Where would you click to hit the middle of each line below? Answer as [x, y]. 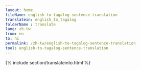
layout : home [19, 10]
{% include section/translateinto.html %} [48, 62]
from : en [15, 34]
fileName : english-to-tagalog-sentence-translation [61, 15]
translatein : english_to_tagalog [41, 19]
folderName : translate [31, 24]
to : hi [12, 39]
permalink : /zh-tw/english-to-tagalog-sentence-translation [71, 43]
